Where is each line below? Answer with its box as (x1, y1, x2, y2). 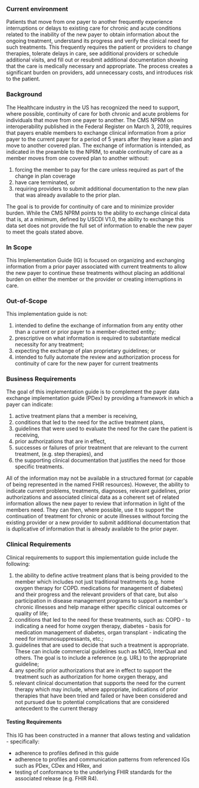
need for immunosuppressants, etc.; (14, 635, 104, 642)
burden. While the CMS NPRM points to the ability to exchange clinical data (6, 209, 190, 216)
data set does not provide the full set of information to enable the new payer (6, 222, 193, 229)
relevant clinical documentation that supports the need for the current (14, 679, 186, 687)
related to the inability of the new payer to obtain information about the (6, 31, 179, 38)
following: (6, 560, 30, 567)
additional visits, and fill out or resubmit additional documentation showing (6, 56, 188, 64)
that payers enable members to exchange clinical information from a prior (6, 129, 186, 136)
